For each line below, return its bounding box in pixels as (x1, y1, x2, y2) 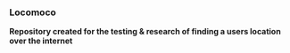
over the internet (9, 35, 73, 46)
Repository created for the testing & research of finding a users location (9, 26, 281, 37)
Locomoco (9, 6, 56, 19)
